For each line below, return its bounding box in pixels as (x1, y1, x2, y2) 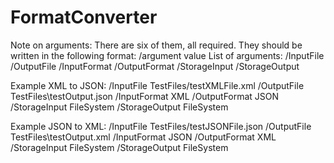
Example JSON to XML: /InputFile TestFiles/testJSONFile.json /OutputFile (10, 120, 312, 132)
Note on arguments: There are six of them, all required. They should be (10, 39, 303, 51)
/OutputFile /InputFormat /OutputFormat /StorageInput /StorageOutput (10, 60, 300, 72)
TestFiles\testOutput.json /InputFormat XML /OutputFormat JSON (10, 90, 280, 102)
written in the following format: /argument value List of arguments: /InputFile (10, 49, 325, 61)
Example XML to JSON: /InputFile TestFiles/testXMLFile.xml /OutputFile (10, 79, 305, 91)
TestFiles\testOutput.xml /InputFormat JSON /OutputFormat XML (10, 131, 277, 143)
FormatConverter (10, 6, 158, 29)
